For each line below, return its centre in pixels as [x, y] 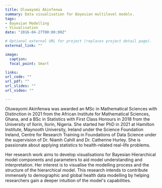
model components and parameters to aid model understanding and [74, 160]
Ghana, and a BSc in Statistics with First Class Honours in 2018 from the [78, 119]
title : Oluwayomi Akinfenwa [34, 10]
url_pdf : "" [17, 82]
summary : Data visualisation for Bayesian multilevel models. [70, 14]
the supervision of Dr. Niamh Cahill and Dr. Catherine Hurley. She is [73, 140]
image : [12, 54]
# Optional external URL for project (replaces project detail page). [79, 41]
